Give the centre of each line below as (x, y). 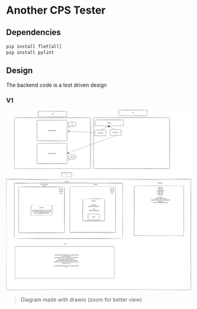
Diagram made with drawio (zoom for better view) (81, 300)
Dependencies (33, 32)
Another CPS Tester (56, 10)
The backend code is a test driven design (57, 85)
